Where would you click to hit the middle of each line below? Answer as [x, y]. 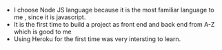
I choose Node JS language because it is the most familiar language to [114, 10]
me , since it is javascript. [50, 17]
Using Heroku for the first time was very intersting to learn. [97, 39]
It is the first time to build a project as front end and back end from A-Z [114, 24]
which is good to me [42, 32]
